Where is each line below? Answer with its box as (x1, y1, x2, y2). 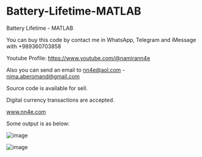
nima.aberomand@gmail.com (6, 72, 80, 80)
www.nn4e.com (6, 108, 46, 115)
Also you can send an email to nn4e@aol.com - (6, 66, 125, 74)
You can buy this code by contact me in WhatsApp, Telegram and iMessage (6, 36, 197, 43)
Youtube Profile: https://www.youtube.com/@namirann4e (6, 54, 150, 61)
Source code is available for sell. (6, 84, 88, 92)
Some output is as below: (6, 120, 70, 127)
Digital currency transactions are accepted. (6, 96, 115, 103)
